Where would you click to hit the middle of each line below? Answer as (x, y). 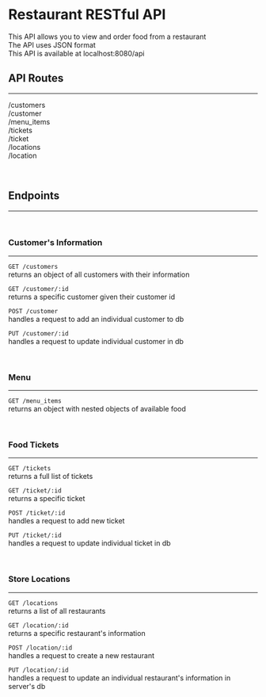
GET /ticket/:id (35, 491)
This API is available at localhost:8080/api (76, 53)
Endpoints (34, 196)
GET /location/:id (38, 625)
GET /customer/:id (38, 289)
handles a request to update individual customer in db (96, 341)
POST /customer (33, 311)
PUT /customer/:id (38, 333)
